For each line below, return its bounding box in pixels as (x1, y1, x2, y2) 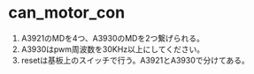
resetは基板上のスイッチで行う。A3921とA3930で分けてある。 (20, 55, 250, 65)
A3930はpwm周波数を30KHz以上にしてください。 (20, 43, 205, 55)
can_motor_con (8, 3, 126, 23)
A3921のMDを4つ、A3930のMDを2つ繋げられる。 (20, 33, 205, 43)
